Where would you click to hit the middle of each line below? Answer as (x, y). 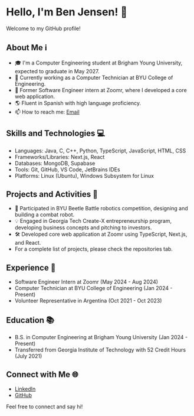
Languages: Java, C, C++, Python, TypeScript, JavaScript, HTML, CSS (100, 151)
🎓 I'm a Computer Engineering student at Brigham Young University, (98, 63)
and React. (28, 243)
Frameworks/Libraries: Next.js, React (60, 157)
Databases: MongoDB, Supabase (55, 163)
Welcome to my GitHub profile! (43, 28)
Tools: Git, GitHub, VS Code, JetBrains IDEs (67, 169)
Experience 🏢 (31, 267)
